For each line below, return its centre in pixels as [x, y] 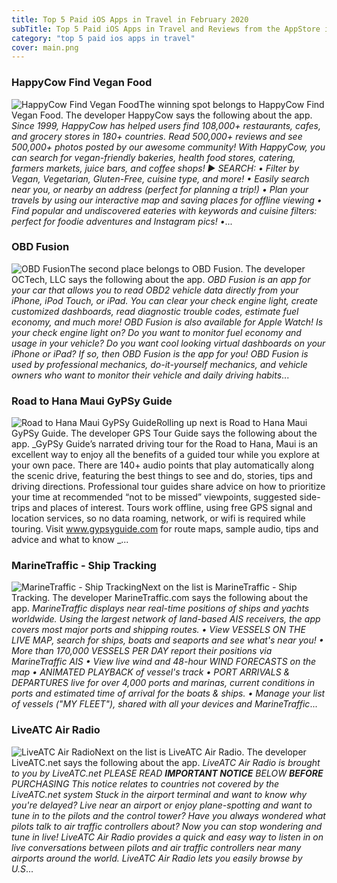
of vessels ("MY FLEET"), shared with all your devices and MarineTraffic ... [164, 704]
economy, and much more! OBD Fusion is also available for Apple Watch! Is [167, 322]
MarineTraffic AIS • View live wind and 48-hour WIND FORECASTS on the [164, 662]
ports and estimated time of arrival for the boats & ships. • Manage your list [168, 693]
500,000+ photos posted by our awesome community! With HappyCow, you [168, 147]
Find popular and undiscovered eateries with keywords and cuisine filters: [164, 210]
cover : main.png [45, 47]
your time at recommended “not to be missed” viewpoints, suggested [154, 497]
